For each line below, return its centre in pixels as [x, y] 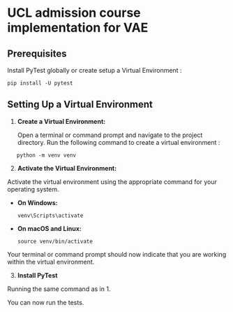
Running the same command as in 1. [59, 289]
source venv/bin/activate [55, 241]
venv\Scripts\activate [50, 215]
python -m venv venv [46, 155]
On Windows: [37, 203]
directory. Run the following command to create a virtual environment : [119, 142]
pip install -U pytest [40, 83]
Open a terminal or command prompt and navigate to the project [110, 135]
